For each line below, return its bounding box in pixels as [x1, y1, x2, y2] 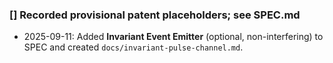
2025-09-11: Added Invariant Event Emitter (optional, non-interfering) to [23, 31, 324, 43]
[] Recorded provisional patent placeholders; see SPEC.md [9, 8, 301, 22]
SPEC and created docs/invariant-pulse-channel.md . [23, 41, 244, 53]
